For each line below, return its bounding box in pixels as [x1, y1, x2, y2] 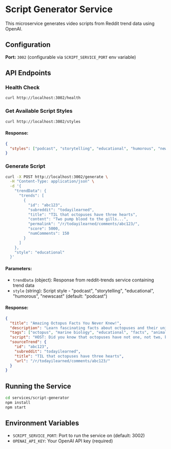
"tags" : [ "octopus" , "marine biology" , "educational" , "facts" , [10, 330, 149, 335]
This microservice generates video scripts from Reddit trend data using [5, 20, 155, 26]
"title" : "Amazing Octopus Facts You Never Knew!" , [10, 320, 122, 326]
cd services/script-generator [5, 395, 70, 401]
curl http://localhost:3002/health [5, 95, 81, 101]
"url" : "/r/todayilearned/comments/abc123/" [14, 358, 110, 364]
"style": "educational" [14, 250, 65, 255]
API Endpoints [5, 69, 51, 77]
